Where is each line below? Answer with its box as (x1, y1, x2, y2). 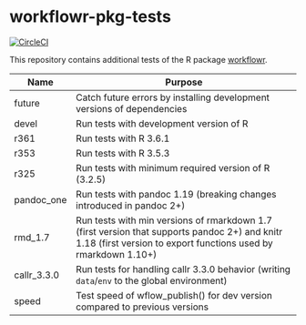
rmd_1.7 (14, 230, 50, 243)
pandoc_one (14, 193, 67, 206)
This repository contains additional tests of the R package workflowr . (9, 54, 268, 65)
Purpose (165, 76, 203, 88)
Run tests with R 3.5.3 (76, 147, 170, 159)
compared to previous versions (76, 300, 209, 313)
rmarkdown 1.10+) (76, 248, 158, 260)
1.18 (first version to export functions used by (76, 237, 273, 249)
